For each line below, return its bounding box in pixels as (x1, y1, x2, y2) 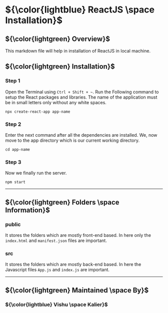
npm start (5, 180, 26, 185)
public (5, 221, 21, 228)
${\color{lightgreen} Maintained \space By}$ (5, 286, 149, 294)
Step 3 (5, 158, 21, 165)
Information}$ (5, 206, 50, 214)
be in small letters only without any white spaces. (5, 99, 106, 105)
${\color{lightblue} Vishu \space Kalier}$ (5, 301, 108, 308)
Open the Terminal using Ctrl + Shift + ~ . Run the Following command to (5, 89, 159, 95)
